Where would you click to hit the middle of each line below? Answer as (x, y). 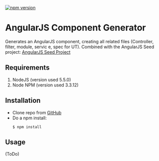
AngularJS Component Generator (76, 28)
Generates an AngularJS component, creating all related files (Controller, (79, 41)
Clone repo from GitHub (37, 112)
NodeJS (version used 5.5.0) (41, 80)
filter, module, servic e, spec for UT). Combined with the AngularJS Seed (80, 47)
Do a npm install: (30, 118)
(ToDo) (12, 154)
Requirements (27, 68)
